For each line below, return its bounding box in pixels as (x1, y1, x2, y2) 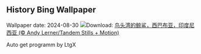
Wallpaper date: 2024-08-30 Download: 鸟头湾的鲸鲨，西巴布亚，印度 (6, 21, 189, 29)
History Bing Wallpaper (6, 5, 96, 15)
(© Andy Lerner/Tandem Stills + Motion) (18, 29, 120, 36)
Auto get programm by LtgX (6, 41, 76, 48)
